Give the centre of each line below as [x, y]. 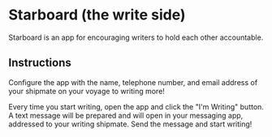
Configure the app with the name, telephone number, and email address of [133, 82]
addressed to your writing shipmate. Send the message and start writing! [130, 124]
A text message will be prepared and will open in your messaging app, [126, 115]
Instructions [40, 63]
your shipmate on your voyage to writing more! [86, 91]
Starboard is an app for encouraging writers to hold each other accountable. [136, 37]
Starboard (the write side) [97, 15]
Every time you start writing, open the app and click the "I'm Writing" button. [136, 106]
